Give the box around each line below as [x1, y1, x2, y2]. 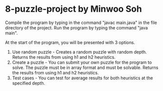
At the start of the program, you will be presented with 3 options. [5, 39, 135, 45]
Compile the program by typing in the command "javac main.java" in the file [5, 20, 157, 25]
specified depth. [12, 80, 45, 86]
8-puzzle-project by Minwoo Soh [5, 3, 143, 15]
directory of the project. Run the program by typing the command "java [5, 24, 148, 30]
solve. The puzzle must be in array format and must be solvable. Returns [12, 65, 159, 70]
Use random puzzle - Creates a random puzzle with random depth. [12, 49, 147, 55]
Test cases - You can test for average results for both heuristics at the [12, 75, 153, 81]
